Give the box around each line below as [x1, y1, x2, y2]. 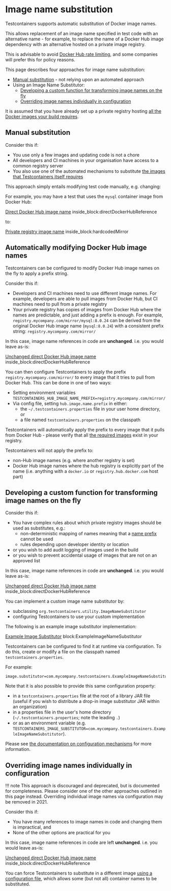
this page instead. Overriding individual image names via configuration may [5, 793, 164, 799]
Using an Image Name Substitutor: [12, 82, 85, 88]
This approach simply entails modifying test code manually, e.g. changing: [5, 183, 161, 190]
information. [5, 746, 31, 752]
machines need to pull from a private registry [12, 301, 107, 307]
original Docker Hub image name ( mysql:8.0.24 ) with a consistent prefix [12, 323, 164, 329]
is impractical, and [12, 824, 51, 830]
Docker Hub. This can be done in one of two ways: [5, 379, 112, 385]
